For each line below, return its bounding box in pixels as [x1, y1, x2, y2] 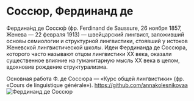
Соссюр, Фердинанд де [6, 4, 134, 18]
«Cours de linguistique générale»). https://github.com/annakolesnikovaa [6, 81, 188, 89]
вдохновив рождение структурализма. [6, 63, 108, 71]
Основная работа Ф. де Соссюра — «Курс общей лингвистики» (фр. [6, 75, 185, 82]
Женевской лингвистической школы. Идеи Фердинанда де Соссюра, [6, 44, 187, 51]
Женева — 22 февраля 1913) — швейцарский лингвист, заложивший [6, 30, 184, 38]
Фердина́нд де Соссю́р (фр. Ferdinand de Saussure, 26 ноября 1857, [6, 24, 182, 32]
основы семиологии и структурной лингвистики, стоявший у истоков [6, 37, 188, 44]
